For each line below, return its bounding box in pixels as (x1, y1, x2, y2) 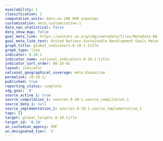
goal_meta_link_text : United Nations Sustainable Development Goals (5, 39, 147, 44)
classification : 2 (5, 12, 42, 16)
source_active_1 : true (5, 93, 51, 97)
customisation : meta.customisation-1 (5, 20, 81, 26)
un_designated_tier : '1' (5, 129, 55, 134)
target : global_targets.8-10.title (5, 115, 77, 120)
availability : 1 (5, 7, 38, 12)
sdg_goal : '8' (5, 88, 34, 93)
